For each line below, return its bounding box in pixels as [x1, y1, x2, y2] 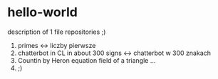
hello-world [7, 4, 78, 20]
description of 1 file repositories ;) [7, 28, 106, 36]
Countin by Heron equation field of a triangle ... [17, 56, 156, 64]
